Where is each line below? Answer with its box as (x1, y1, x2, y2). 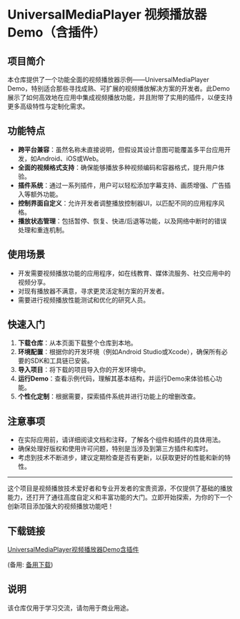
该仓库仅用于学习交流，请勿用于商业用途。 (7, 603, 133, 612)
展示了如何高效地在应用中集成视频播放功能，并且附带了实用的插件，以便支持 (7, 94, 233, 101)
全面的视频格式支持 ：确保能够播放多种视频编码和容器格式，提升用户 (17, 163, 219, 171)
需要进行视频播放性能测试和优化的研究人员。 (17, 296, 150, 304)
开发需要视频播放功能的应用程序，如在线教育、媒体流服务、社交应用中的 (17, 268, 231, 277)
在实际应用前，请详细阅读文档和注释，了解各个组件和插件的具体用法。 (17, 436, 225, 444)
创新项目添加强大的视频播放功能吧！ (7, 502, 114, 510)
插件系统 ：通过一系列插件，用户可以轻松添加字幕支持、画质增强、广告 (17, 181, 225, 189)
